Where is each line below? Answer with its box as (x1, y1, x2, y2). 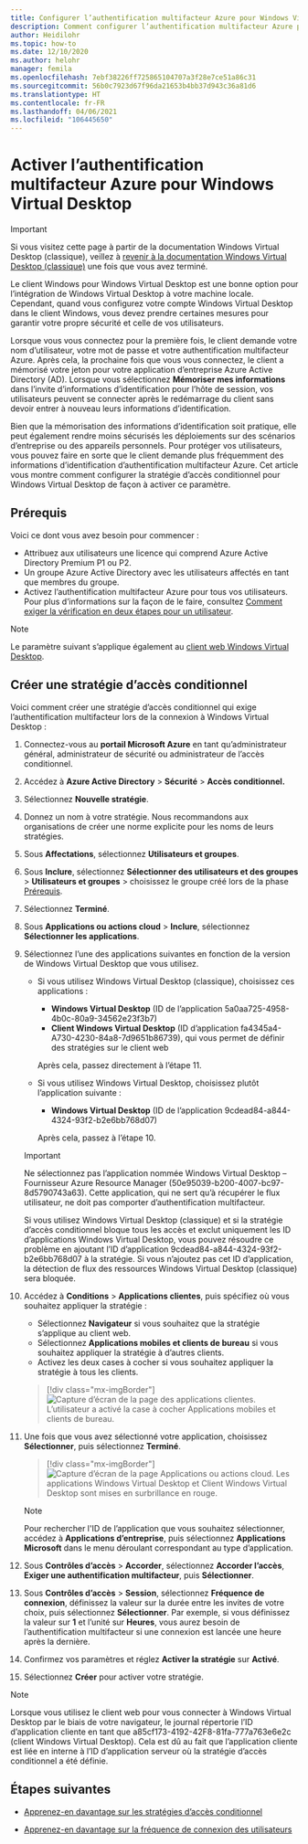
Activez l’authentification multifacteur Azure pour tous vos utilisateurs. (23, 586, 289, 597)
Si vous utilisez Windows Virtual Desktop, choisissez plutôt (37, 1077, 260, 1088)
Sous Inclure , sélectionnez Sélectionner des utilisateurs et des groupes (23, 865, 299, 877)
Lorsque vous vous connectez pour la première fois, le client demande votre (10, 335, 298, 346)
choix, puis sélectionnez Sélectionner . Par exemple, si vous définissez (23, 1606, 291, 1617)
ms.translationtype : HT (10, 90, 101, 99)
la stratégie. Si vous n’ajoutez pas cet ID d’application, (90, 1253, 293, 1264)
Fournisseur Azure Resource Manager (23, 1177, 167, 1188)
